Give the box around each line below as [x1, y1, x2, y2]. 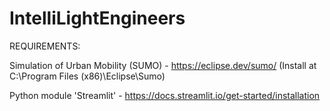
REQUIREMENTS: [9, 40, 81, 52]
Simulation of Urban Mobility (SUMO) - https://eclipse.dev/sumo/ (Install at [9, 59, 317, 71]
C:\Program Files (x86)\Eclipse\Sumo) [9, 70, 166, 82]
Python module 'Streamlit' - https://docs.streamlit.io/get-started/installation [9, 89, 321, 101]
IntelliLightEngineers [9, 7, 186, 30]
